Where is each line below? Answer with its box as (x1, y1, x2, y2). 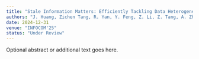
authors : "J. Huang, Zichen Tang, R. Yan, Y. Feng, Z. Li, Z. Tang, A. (6, 14, 187, 20)
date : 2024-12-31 (6, 19, 49, 25)
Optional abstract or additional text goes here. (6, 46, 118, 53)
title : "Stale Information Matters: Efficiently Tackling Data (6, 8, 166, 15)
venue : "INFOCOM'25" (6, 25, 57, 31)
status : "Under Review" (6, 30, 65, 36)
